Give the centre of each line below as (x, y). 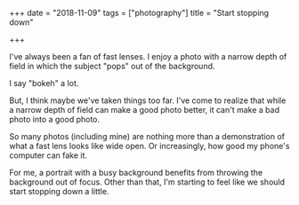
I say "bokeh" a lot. (44, 83)
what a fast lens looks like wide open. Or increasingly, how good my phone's (149, 146)
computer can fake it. (48, 155)
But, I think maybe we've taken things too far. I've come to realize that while (148, 100)
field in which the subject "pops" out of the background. (112, 66)
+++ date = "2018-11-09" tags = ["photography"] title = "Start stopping (139, 13)
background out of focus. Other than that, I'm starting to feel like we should (147, 182)
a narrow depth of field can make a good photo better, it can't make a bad (145, 110)
